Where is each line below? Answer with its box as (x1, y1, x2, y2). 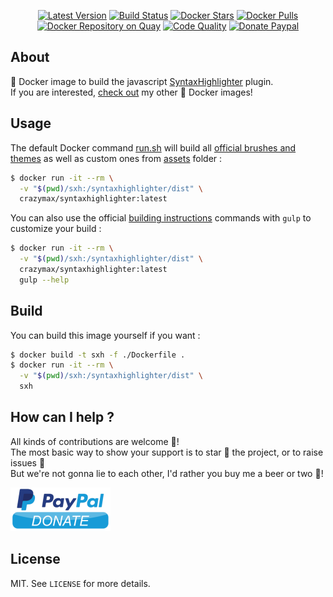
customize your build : (10, 223, 102, 235)
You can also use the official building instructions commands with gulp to (10, 212, 312, 224)
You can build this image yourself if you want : (10, 329, 201, 341)
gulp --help (19, 275, 70, 285)
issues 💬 (10, 456, 46, 469)
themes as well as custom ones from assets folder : (10, 152, 223, 164)
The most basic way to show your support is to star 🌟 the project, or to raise (10, 446, 324, 458)
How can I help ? (10, 409, 115, 426)
